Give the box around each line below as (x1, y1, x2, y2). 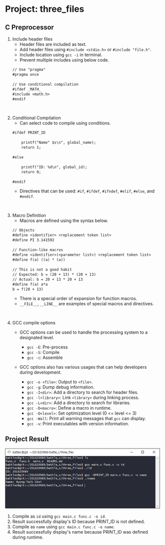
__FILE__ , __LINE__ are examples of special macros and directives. (19, 301, 154, 306)
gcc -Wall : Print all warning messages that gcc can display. (27, 416, 146, 421)
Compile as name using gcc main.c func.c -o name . (12, 524, 115, 530)
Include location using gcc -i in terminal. (19, 52, 102, 58)
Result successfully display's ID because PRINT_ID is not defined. (12, 518, 145, 524)
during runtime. (12, 534, 44, 540)
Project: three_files (5, 3, 84, 15)
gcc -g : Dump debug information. (27, 384, 95, 390)
